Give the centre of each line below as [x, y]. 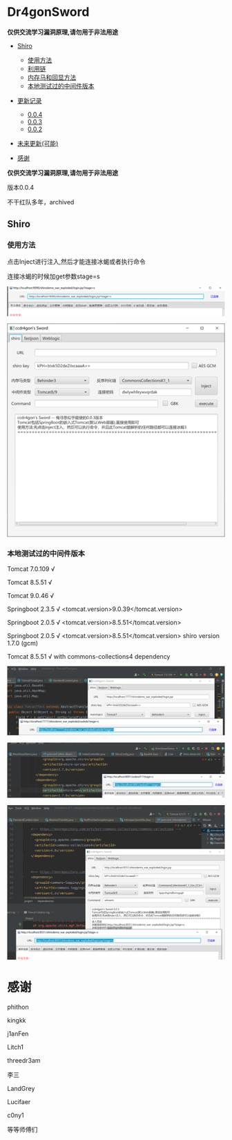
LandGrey [21, 1088]
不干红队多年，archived [41, 202]
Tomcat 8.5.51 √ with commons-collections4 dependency [89, 657]
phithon [18, 1007]
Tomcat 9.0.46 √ [31, 596]
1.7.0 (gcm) [23, 644]
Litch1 [16, 1047]
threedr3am [24, 1060]
